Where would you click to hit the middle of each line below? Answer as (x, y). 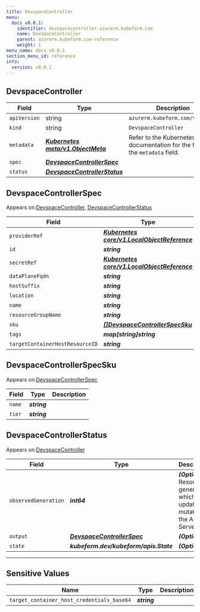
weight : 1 (29, 45)
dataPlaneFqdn (29, 276)
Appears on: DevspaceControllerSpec (52, 379)
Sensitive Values (38, 574)
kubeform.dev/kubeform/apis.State (121, 546)
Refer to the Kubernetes (162, 138)
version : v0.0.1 (32, 67)
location (21, 296)
